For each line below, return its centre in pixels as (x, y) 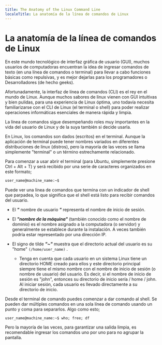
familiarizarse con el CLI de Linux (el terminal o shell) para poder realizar (77, 107)
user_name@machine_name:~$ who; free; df (47, 318)
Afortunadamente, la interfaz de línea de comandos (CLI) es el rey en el (76, 92)
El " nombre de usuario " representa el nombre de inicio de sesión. (79, 210)
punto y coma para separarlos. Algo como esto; (52, 310)
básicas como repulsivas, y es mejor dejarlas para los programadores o (76, 77)
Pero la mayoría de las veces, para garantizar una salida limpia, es (71, 327)
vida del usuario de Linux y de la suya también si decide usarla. (68, 127)
